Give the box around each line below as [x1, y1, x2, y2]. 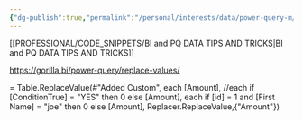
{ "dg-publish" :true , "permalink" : [9, 13, 135, 22]
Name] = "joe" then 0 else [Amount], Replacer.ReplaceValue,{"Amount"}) [9, 100, 280, 112]
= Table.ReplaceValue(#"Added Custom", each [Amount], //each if [9, 82, 255, 92]
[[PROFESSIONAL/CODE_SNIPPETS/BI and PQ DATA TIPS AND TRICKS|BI [9, 38, 284, 48]
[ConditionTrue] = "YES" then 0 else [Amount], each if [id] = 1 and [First [9, 91, 275, 102]
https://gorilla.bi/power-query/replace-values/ [9, 65, 180, 75]
